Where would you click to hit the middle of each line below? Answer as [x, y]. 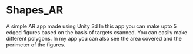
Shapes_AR [35, 10]
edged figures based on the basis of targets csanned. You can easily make [97, 32]
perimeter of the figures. [36, 45]
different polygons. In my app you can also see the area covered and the [94, 38]
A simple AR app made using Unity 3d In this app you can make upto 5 [91, 26]
